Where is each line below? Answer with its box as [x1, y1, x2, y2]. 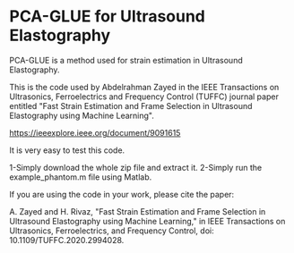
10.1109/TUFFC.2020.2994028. [9, 234, 125, 245]
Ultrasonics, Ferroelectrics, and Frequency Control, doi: [9, 225, 214, 236]
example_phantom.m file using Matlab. [9, 172, 152, 182]
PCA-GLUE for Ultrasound [9, 6, 206, 27]
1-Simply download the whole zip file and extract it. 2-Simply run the [9, 162, 263, 173]
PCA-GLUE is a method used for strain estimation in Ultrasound [9, 55, 244, 65]
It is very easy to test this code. [9, 145, 125, 156]
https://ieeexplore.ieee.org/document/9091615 [9, 127, 181, 138]
